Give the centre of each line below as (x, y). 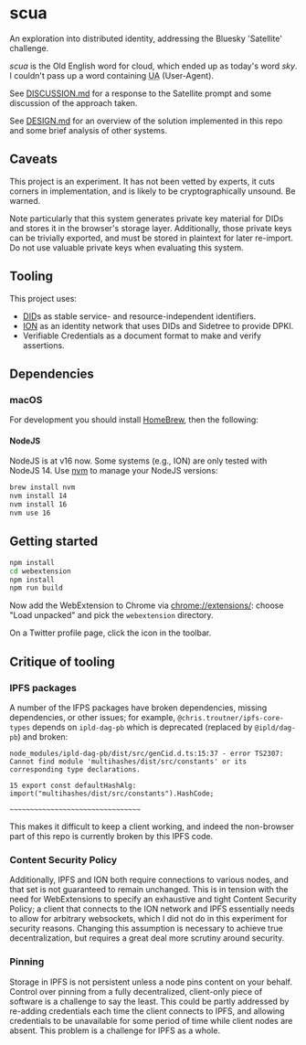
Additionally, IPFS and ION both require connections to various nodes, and (149, 880)
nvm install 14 (38, 496)
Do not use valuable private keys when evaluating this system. (127, 247)
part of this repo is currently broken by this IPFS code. (111, 836)
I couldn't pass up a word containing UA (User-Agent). (112, 75)
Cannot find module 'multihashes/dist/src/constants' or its (128, 762)
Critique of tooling (63, 661)
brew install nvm (42, 487)
